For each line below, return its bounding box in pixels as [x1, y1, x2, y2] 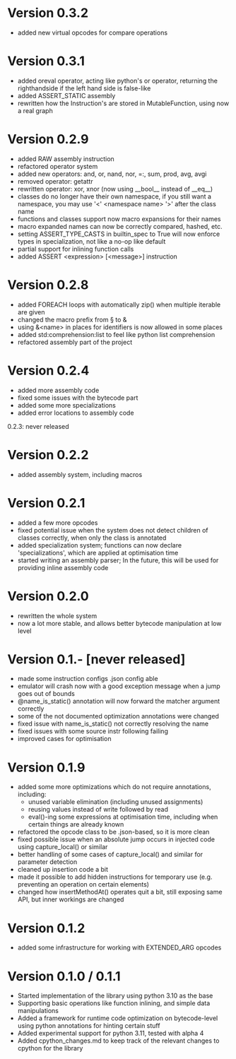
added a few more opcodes [17, 518, 98, 527]
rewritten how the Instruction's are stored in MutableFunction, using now [17, 99, 230, 107]
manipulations [17, 1007, 59, 1015]
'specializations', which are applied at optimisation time [17, 548, 179, 557]
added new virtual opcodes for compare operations [17, 28, 168, 37]
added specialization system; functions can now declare [17, 540, 182, 549]
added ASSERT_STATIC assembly [17, 91, 116, 100]
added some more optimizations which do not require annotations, [17, 783, 211, 791]
